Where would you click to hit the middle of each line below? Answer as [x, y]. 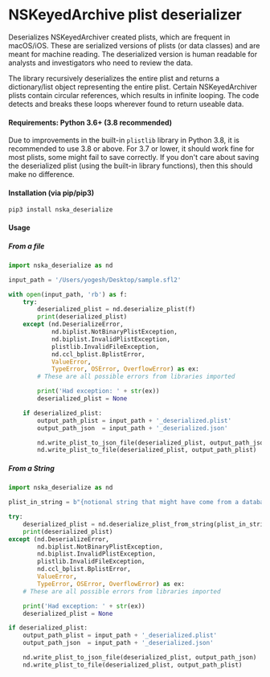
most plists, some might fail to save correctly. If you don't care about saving [134, 158]
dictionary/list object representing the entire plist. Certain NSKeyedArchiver [133, 87]
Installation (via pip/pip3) [51, 193]
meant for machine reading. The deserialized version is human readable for [133, 54]
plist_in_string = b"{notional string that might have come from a [124, 503]
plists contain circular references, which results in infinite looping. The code [134, 95]
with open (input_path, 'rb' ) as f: [68, 294]
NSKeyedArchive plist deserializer [125, 15]
